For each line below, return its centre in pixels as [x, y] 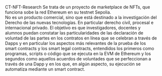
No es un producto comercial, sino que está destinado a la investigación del [81, 17]
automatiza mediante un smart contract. [45, 69]
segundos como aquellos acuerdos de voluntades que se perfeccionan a [78, 59]
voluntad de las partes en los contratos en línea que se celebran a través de [81, 38]
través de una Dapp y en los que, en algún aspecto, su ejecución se [73, 64]
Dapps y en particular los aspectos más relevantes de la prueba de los [75, 43]
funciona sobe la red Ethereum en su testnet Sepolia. [58, 12]
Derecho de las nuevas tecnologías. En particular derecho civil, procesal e [79, 22]
